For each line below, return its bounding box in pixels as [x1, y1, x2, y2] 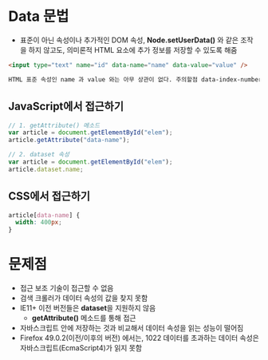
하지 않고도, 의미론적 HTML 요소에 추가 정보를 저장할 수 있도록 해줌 [28, 45, 238, 54]
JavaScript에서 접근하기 [8, 100, 124, 113]
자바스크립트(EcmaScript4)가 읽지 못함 [19, 343, 142, 353]
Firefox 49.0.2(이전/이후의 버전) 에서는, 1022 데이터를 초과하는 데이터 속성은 [19, 333, 259, 343]
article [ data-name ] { [8, 211, 81, 220]
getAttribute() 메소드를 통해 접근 [31, 313, 136, 323]
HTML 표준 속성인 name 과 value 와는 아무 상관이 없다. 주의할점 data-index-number [8, 75, 262, 84]
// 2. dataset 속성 [8, 151, 70, 159]
